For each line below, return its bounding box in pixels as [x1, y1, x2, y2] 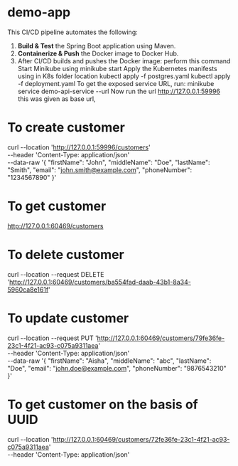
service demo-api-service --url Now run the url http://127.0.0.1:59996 [17, 87, 220, 95]
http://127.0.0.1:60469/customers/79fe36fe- [97, 334, 225, 342]
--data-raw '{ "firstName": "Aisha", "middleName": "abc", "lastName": [7, 356, 212, 365]
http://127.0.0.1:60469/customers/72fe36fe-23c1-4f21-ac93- [53, 435, 230, 443]
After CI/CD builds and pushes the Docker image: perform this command [17, 56, 231, 65]
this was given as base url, [17, 94, 96, 103]
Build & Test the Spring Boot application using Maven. [17, 41, 176, 50]
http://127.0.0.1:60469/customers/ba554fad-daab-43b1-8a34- [9, 277, 192, 286]
